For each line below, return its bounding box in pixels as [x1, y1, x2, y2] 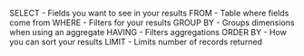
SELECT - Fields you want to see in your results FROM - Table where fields [9, 8, 289, 18]
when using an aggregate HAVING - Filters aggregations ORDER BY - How [9, 27, 288, 37]
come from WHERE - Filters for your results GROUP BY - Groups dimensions [9, 17, 295, 28]
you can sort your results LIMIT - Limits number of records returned [9, 36, 263, 47]
